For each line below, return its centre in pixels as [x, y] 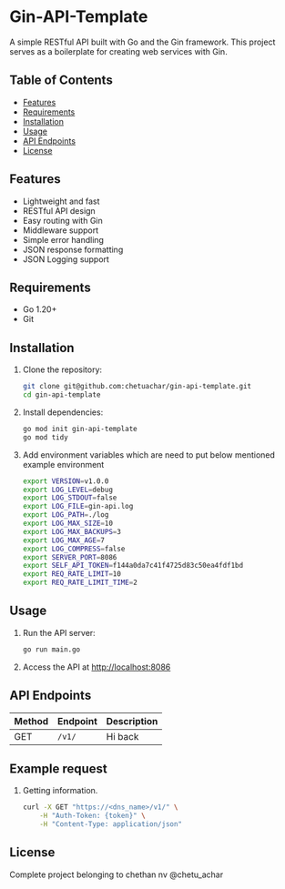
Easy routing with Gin [62, 220]
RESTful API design [59, 210]
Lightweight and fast [61, 201]
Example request [58, 768]
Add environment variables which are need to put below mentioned [149, 455]
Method [31, 721]
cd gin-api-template [61, 395]
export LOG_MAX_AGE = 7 [64, 540]
